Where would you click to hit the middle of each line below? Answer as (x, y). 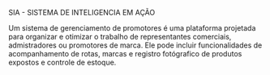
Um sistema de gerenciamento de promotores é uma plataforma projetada (132, 28)
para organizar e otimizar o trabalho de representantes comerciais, (120, 37)
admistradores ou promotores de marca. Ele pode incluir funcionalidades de (135, 45)
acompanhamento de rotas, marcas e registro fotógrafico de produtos (125, 54)
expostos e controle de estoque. (62, 62)
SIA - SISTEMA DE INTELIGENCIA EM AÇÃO (82, 12)
